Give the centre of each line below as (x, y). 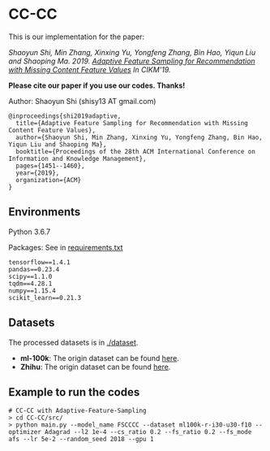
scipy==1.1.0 (30, 276)
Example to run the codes (74, 392)
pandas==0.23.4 (34, 269)
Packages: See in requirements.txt (66, 247)
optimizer (25, 432)
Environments (45, 212)
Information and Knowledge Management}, (78, 158)
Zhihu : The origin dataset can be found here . (95, 366)
